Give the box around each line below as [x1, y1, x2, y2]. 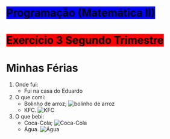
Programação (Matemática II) [6, 6, 156, 20]
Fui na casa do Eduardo [24, 87, 83, 94]
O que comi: [14, 94, 46, 101]
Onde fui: [14, 81, 39, 88]
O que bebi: [14, 113, 45, 120]
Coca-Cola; [24, 119, 53, 126]
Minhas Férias [6, 61, 78, 75]
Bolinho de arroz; [24, 100, 68, 108]
